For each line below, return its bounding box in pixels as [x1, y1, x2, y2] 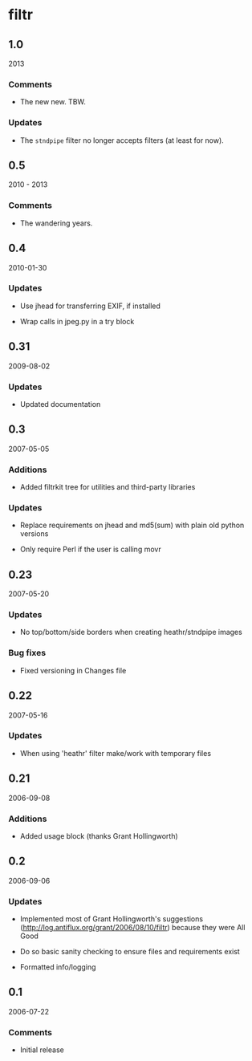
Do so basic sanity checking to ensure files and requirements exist [19, 947, 241, 957]
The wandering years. [19, 218, 93, 228]
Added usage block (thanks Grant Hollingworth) [19, 831, 178, 840]
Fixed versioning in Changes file [19, 665, 127, 675]
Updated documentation [19, 399, 101, 409]
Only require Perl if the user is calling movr [19, 544, 162, 555]
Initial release [19, 1045, 64, 1055]
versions [19, 529, 49, 539]
